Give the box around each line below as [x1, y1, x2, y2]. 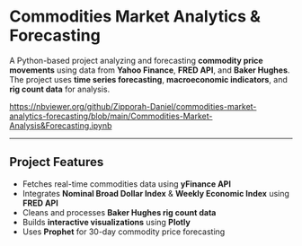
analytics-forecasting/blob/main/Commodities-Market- [9, 110, 213, 121]
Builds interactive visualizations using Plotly [22, 216, 191, 227]
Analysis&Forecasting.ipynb [9, 119, 112, 131]
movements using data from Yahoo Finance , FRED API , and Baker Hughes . [9, 65, 290, 75]
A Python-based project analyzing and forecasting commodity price [9, 55, 263, 66]
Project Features [9, 154, 104, 170]
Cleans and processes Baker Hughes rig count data [22, 206, 217, 217]
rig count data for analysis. [9, 83, 111, 94]
